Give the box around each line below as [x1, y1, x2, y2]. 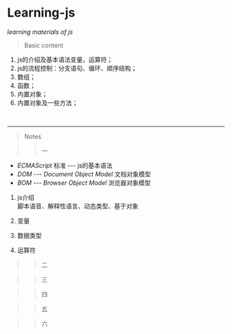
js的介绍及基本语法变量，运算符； [17, 55, 113, 64]
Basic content [23, 41, 64, 49]
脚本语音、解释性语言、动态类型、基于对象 [17, 202, 139, 210]
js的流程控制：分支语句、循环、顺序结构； [17, 64, 137, 72]
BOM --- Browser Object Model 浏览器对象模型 [17, 178, 151, 187]
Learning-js [7, 5, 76, 21]
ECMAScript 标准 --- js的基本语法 [17, 161, 113, 169]
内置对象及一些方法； [17, 98, 78, 106]
